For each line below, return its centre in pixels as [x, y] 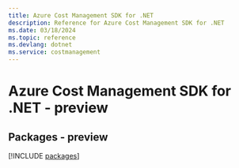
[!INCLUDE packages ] [44, 156]
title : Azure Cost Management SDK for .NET [81, 15]
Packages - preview [58, 137]
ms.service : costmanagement [55, 52]
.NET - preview [58, 108]
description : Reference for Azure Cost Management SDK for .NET [116, 23]
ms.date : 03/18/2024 [42, 30]
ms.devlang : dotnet [40, 45]
